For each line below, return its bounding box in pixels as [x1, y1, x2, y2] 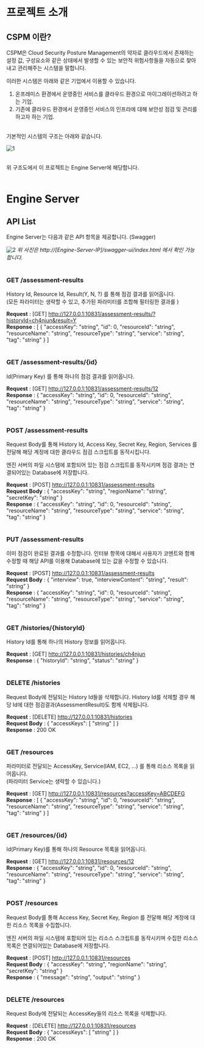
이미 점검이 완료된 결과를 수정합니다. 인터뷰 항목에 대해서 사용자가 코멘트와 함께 [6, 550, 195, 557]
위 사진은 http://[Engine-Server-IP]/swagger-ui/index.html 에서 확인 [17, 246, 184, 253]
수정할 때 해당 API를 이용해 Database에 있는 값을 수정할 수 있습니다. [6, 558, 169, 565]
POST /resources [6, 899, 58, 908]
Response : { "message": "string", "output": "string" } [6, 974, 141, 981]
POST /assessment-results [6, 426, 88, 434]
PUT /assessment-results [6, 535, 84, 544]
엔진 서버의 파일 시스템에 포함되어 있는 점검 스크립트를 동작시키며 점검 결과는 [6, 461, 189, 468]
